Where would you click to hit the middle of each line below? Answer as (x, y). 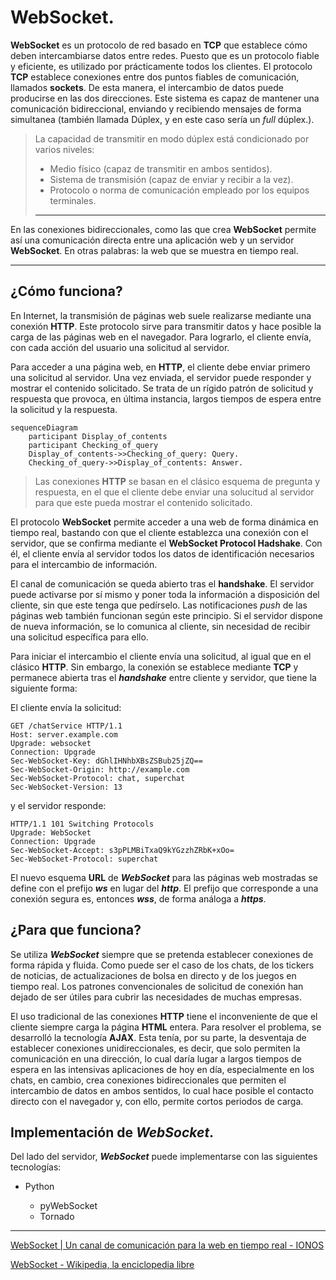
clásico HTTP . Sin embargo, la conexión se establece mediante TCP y (154, 667)
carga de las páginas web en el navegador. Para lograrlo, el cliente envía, (161, 337)
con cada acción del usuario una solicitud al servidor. (120, 347)
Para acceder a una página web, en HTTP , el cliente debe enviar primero (160, 367)
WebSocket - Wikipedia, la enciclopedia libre (102, 1265)
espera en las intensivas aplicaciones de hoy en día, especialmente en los (162, 1069)
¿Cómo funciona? (66, 291)
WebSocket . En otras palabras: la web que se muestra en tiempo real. (154, 250)
